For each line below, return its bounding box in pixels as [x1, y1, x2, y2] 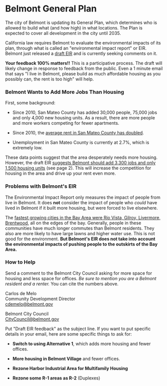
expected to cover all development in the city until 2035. [5, 30, 121, 36]
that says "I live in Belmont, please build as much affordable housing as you [5, 70, 161, 76]
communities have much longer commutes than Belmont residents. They [5, 225, 154, 231]
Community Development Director [5, 296, 75, 302]
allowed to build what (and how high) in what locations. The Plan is [5, 24, 142, 30]
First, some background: [5, 100, 56, 106]
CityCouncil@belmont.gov [5, 316, 59, 322]
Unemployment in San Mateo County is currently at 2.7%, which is [12, 139, 149, 145]
